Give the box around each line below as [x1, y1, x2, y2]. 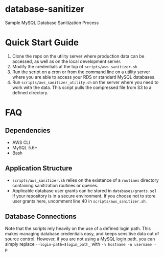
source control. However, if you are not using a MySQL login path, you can [5, 236, 155, 242]
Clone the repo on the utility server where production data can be [12, 53, 144, 59]
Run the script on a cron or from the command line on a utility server [12, 69, 150, 75]
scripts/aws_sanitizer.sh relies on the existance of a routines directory [12, 177, 159, 183]
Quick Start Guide [5, 37, 79, 48]
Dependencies [5, 126, 50, 135]
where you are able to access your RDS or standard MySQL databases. [12, 74, 156, 80]
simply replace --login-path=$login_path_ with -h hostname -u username [5, 241, 152, 247]
